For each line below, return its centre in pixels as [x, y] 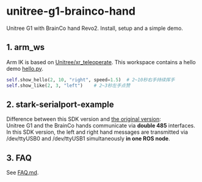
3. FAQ [19, 158]
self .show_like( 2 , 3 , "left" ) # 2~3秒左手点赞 [68, 86]
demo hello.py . [25, 68]
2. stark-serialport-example [60, 104]
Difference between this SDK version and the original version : [84, 119]
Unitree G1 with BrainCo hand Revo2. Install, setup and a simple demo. [95, 28]
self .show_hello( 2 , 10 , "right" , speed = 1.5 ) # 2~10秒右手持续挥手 [91, 80]
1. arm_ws [26, 47]
